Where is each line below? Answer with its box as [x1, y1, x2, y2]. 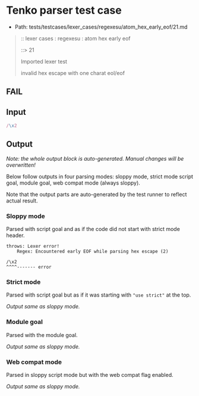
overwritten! [6, 161, 36, 169]
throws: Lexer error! [6, 244, 60, 250]
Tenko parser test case [6, 4, 122, 17]
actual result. [6, 197, 38, 204]
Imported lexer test [20, 58, 67, 65]
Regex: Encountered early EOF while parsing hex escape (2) [17, 248, 169, 255]
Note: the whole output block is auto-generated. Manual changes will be [6, 155, 184, 162]
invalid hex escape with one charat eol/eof [20, 69, 125, 76]
